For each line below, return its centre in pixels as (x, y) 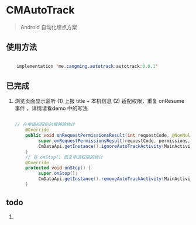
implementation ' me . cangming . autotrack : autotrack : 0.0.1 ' (87, 66)
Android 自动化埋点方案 (49, 27)
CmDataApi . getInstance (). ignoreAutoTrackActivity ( (101, 146)
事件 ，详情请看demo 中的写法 (51, 108)
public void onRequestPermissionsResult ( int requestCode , (97, 136)
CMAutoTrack (40, 10)
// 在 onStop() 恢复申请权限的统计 (64, 157)
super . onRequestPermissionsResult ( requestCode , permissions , (114, 141)
